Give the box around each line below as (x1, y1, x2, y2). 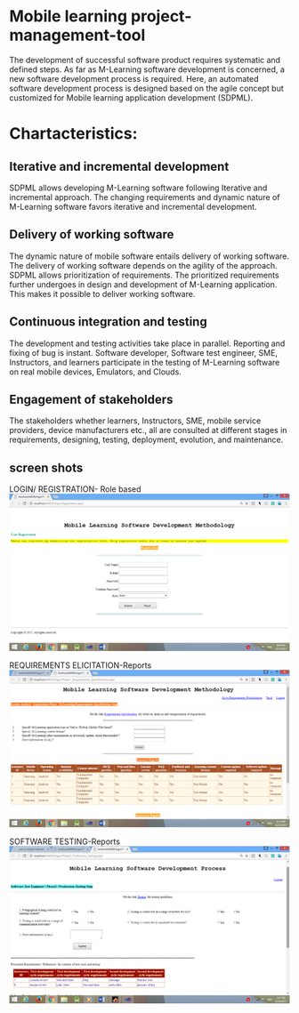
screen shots (9, 460, 84, 475)
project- (130, 6, 192, 27)
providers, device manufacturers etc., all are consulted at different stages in (9, 425, 287, 436)
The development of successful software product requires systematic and (9, 54, 281, 65)
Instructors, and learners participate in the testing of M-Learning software (9, 357, 280, 367)
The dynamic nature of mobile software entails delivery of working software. (9, 251, 290, 261)
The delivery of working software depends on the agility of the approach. (9, 260, 278, 270)
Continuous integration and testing (9, 314, 207, 330)
